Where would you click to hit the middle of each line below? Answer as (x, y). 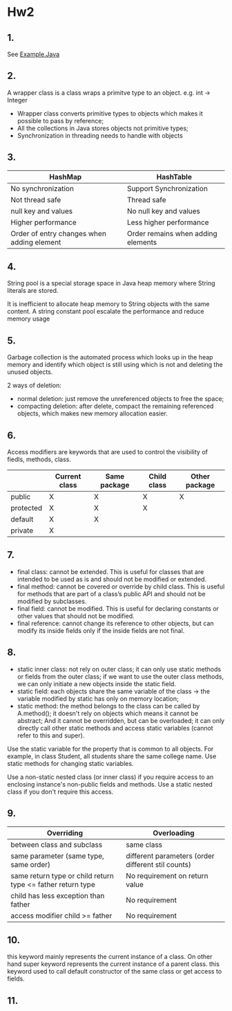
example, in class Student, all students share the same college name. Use (112, 756)
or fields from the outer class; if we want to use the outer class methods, (120, 677)
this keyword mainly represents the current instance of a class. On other (110, 957)
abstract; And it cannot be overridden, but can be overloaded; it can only (121, 720)
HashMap (66, 177)
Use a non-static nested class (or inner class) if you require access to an (110, 777)
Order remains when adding (172, 233)
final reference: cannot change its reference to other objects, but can (115, 623)
